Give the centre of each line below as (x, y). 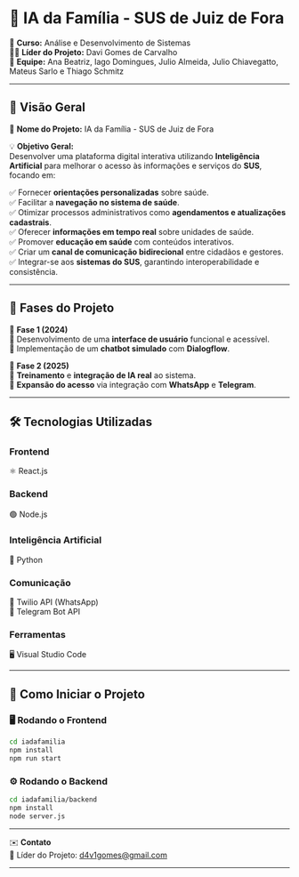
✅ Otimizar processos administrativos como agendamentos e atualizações (148, 212)
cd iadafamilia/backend (53, 800)
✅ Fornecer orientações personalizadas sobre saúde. (109, 192)
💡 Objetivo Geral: (41, 146)
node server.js (37, 816)
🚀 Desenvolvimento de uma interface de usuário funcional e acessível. (139, 339)
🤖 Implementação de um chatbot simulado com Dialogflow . (120, 348)
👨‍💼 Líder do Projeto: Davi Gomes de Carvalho (93, 52)
